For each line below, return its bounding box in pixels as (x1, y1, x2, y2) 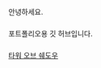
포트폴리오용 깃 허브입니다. (8, 28, 93, 38)
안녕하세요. (8, 7, 44, 16)
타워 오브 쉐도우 (8, 50, 59, 60)
